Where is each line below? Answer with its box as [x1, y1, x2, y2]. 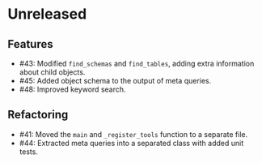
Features [7, 37, 53, 51]
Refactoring [7, 108, 69, 122]
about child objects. [19, 67, 86, 77]
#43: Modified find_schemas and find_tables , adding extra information [19, 58, 255, 68]
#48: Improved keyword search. [19, 84, 126, 94]
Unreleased [7, 5, 87, 24]
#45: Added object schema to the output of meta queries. [19, 76, 212, 85]
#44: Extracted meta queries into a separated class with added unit [19, 138, 244, 148]
